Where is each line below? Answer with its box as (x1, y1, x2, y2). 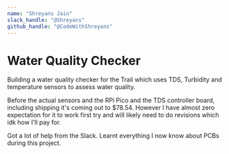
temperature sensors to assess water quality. (7, 83, 136, 91)
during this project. (7, 139, 62, 147)
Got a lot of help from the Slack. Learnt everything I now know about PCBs (7, 132, 219, 140)
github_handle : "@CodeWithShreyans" (7, 23, 113, 30)
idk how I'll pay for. (7, 118, 61, 126)
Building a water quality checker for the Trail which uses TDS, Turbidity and (7, 75, 223, 84)
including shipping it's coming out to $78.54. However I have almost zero (7, 104, 215, 112)
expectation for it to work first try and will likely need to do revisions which (7, 111, 219, 119)
